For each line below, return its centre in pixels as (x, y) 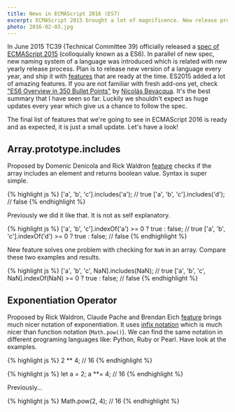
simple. (18, 181)
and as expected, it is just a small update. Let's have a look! (93, 127)
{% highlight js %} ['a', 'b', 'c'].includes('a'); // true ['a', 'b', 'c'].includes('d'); (116, 194)
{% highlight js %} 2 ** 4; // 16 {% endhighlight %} (80, 360)
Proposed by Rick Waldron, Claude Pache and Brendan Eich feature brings (115, 317)
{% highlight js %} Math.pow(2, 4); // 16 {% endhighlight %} (93, 401)
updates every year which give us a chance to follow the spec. (97, 106)
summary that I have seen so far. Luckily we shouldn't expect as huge (108, 99)
